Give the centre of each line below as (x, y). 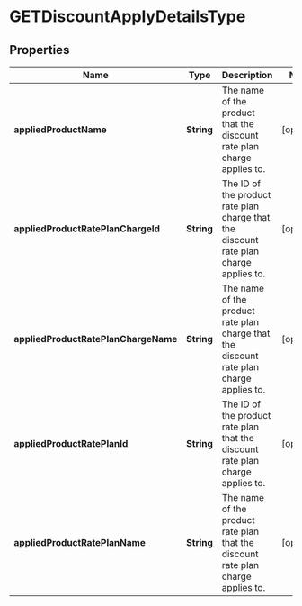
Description (247, 75)
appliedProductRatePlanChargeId (87, 229)
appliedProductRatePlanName (80, 543)
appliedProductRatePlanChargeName (96, 339)
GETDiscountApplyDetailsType (128, 17)
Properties (40, 50)
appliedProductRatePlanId (71, 443)
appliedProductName (61, 130)
